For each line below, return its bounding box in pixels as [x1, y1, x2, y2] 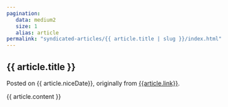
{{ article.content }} [6, 92, 61, 100]
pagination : [6, 10, 41, 17]
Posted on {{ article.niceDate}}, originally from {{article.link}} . [6, 79, 180, 87]
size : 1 [15, 23, 38, 29]
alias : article [15, 29, 59, 36]
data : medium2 [15, 16, 56, 23]
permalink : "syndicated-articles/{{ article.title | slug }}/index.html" [6, 36, 223, 43]
